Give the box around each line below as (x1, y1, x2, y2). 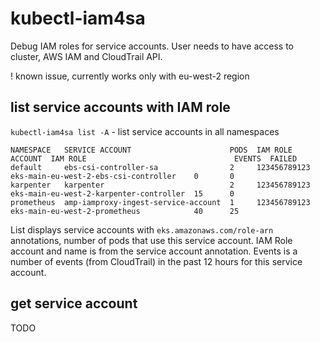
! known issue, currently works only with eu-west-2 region (10, 70, 250, 82)
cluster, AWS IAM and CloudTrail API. (10, 50, 163, 62)
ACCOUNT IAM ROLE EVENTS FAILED (10, 153, 298, 164)
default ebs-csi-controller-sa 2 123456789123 (10, 162, 311, 172)
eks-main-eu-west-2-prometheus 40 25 (10, 206, 240, 216)
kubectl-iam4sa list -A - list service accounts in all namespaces (10, 125, 280, 137)
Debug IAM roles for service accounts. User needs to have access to (10, 40, 294, 52)
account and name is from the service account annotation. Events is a (10, 245, 298, 257)
